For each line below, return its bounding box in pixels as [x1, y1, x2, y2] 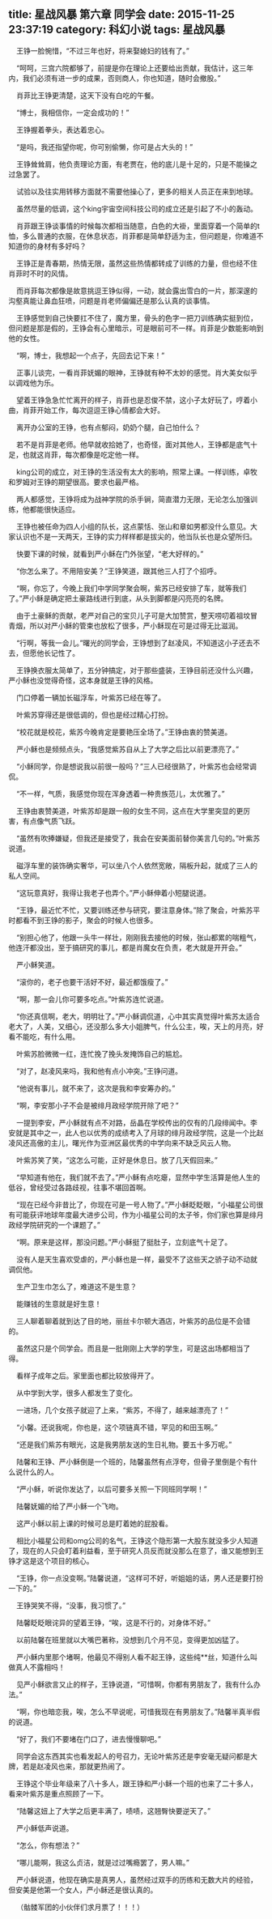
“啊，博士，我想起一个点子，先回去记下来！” [15, 351, 165, 360]
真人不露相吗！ [15, 1662, 66, 1672]
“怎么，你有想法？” [15, 1840, 80, 1850]
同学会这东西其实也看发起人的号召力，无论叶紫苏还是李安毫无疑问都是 [15, 1751, 251, 1761]
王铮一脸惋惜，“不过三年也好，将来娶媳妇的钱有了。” [15, 45, 190, 55]
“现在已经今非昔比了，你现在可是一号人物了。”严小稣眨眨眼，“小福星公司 [15, 1199, 257, 1209]
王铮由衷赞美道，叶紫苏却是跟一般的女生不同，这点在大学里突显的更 [15, 806, 244, 815]
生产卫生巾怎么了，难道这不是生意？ [15, 1282, 138, 1291]
